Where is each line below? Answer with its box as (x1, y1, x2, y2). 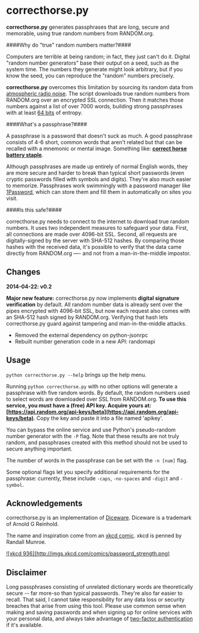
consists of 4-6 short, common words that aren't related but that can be (6, 138, 183, 145)
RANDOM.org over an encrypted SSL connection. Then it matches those (6, 96, 184, 104)
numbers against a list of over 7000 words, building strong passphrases (6, 102, 183, 109)
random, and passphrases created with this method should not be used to (6, 439, 188, 446)
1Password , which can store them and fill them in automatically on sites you (6, 188, 192, 195)
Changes (6, 267, 41, 277)
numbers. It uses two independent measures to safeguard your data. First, (6, 224, 189, 231)
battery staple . (6, 151, 43, 159)
